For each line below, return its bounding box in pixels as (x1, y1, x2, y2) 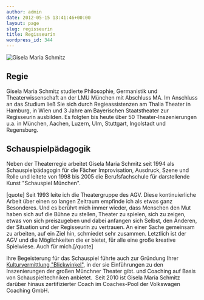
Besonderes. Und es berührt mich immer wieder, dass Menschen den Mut (6, 204, 191, 211)
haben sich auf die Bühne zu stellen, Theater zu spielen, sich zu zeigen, (6, 210, 186, 217)
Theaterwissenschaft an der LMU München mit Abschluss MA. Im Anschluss (6, 94, 198, 101)
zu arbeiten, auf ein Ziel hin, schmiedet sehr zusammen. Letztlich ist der (6, 230, 187, 237)
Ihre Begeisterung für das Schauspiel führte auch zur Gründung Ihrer (6, 254, 179, 262)
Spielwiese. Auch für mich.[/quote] (6, 242, 93, 250)
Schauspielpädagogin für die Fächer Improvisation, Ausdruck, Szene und (6, 166, 189, 174)
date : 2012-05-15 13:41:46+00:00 (6, 15, 91, 21)
